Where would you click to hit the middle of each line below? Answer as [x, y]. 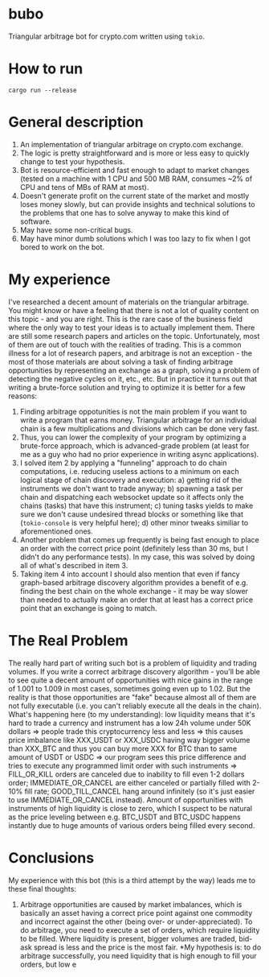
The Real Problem [68, 640]
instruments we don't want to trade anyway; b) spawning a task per [131, 488]
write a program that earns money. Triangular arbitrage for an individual [138, 420]
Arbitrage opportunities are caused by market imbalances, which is [131, 904]
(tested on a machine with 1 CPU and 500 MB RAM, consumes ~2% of [136, 179]
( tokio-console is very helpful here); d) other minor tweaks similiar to [134, 522]
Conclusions [51, 857]
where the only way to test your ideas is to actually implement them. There [132, 328]
